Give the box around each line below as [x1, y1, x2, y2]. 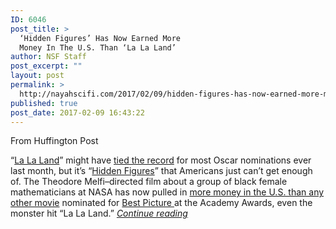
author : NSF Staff [10, 52, 87, 62]
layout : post [10, 71, 65, 81]
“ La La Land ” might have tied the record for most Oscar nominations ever [10, 154, 312, 166]
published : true [10, 98, 78, 108]
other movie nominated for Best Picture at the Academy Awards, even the [10, 197, 313, 209]
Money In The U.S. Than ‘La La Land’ [19, 42, 177, 53]
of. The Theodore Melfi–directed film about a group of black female [10, 176, 288, 188]
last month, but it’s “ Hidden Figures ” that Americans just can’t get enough [10, 165, 313, 177]
